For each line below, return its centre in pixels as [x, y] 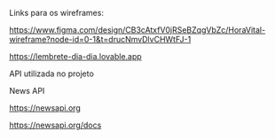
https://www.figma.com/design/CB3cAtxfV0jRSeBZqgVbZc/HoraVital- [137, 30]
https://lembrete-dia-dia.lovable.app [75, 56]
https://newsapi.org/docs [55, 125]
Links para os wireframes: [57, 13]
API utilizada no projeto [52, 73]
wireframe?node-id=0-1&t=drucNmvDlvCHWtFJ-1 [100, 39]
